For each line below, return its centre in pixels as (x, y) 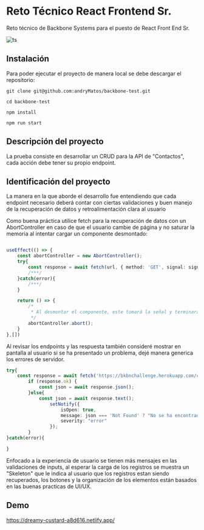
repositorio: (21, 80)
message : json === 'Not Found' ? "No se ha (116, 415)
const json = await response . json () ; (87, 387)
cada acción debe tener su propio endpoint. (61, 163)
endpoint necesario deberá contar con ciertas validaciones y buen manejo (99, 203)
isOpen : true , (78, 410)
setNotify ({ (65, 404)
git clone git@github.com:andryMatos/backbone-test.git (78, 91)
